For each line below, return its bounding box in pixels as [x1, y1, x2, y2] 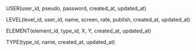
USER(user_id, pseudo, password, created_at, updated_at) [6, 5, 147, 12]
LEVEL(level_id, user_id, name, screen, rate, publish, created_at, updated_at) [6, 16, 191, 23]
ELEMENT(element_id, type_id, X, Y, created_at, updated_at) [6, 27, 152, 34]
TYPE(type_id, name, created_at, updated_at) [6, 39, 115, 45]
